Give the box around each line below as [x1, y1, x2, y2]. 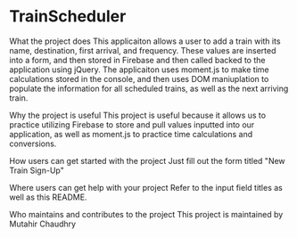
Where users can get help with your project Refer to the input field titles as [9, 182, 283, 193]
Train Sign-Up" [9, 165, 64, 176]
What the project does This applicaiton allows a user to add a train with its [9, 36, 281, 46]
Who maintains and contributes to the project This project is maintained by [9, 209, 284, 219]
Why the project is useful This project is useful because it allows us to [9, 110, 266, 120]
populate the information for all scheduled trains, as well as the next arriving [9, 83, 289, 94]
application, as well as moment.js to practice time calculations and [9, 128, 253, 139]
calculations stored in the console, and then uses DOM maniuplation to [9, 73, 269, 84]
